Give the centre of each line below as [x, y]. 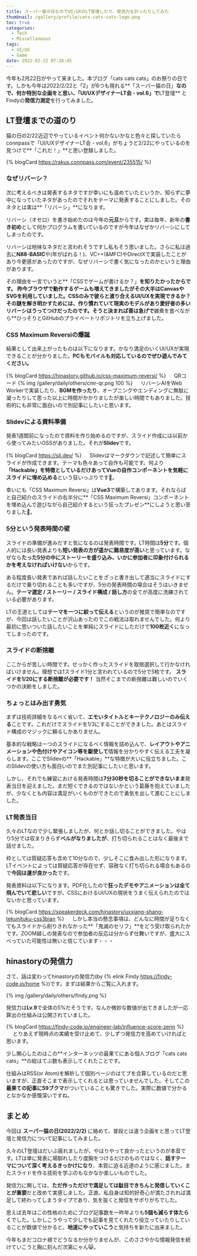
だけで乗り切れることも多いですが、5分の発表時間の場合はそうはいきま [97, 585]
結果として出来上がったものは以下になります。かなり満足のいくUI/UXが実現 [98, 348]
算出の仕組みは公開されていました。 [50, 1015]
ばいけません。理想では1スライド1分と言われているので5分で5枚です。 [90, 671]
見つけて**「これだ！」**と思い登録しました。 [63, 150]
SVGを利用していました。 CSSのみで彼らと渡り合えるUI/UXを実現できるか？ [98, 296]
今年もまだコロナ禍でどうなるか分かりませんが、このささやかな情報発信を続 [98, 1240]
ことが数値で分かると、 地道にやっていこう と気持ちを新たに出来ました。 [98, 1227]
